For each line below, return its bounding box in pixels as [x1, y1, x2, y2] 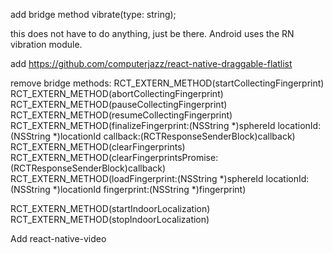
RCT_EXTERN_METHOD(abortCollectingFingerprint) [10, 88, 224, 99]
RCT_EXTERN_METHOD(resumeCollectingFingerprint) [10, 109, 233, 121]
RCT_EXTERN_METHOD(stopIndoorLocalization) [10, 214, 210, 225]
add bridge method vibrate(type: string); [10, 9, 177, 20]
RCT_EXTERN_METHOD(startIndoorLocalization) [10, 203, 211, 214]
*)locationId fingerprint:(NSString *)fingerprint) [52, 184, 247, 195]
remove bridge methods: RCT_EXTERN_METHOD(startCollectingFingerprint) [10, 77, 325, 89]
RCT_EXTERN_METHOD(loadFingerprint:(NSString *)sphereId [10, 173, 264, 184]
